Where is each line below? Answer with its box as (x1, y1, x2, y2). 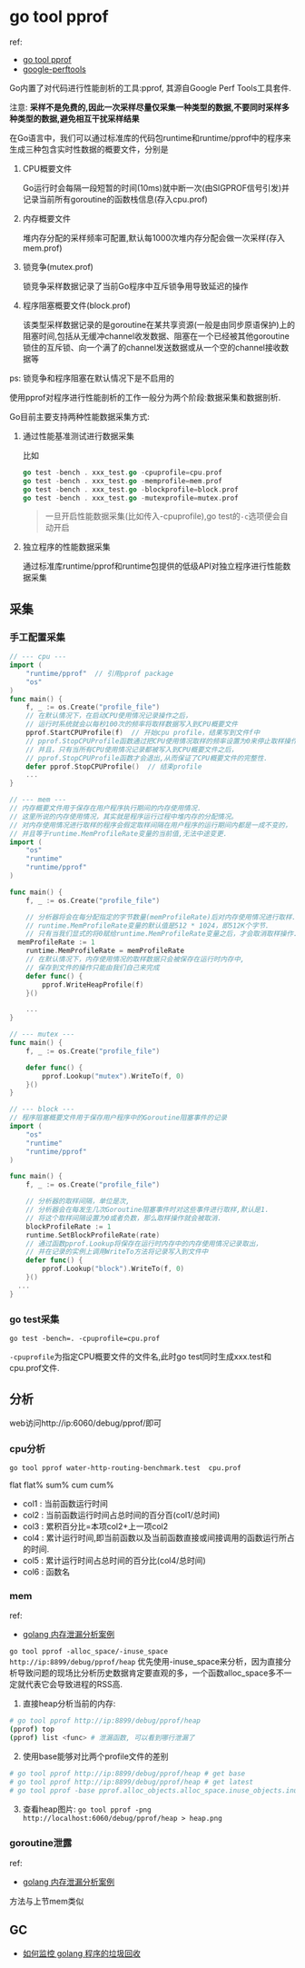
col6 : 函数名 (22, 1566, 71, 1577)
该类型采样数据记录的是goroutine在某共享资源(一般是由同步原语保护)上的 (22, 319, 296, 330)
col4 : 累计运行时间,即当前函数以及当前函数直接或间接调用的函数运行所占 (22, 1533, 295, 1544)
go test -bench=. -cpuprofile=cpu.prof (9, 1334, 161, 1343)
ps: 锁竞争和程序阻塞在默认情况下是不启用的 (9, 373, 174, 383)
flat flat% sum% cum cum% (9, 1479, 115, 1491)
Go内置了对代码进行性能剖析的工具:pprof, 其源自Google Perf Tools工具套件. (9, 82, 292, 93)
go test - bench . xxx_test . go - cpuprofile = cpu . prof (22, 468, 222, 477)
